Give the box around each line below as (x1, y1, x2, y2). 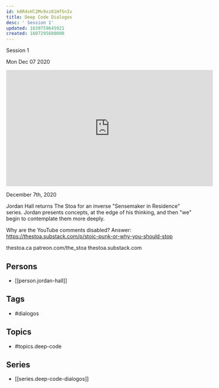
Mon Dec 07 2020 (6, 58, 50, 66)
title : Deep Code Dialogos (6, 14, 73, 20)
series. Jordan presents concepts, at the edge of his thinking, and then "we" (6, 209, 192, 216)
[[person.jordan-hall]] (14, 277, 68, 284)
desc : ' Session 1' (6, 19, 54, 25)
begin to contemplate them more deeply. (6, 215, 105, 222)
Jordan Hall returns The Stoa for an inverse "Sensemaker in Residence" (6, 203, 180, 210)
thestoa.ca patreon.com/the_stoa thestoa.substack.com (6, 244, 142, 252)
